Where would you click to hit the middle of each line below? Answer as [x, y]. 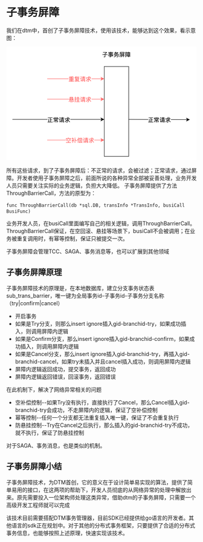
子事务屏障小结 [34, 467]
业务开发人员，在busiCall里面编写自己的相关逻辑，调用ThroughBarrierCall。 [101, 223]
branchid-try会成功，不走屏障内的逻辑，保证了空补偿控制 [86, 410]
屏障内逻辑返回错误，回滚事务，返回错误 [65, 377]
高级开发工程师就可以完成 [38, 505]
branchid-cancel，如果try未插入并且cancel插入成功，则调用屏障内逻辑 [103, 362]
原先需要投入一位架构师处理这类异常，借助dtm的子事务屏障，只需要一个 [106, 497]
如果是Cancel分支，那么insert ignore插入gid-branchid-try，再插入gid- [102, 354]
